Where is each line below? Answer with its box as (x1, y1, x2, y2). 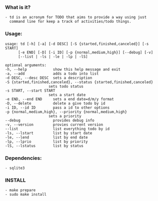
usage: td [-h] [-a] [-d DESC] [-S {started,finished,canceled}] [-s (5, 41, 149, 46)
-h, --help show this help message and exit (5, 67, 121, 72)
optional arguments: (5, 63, 47, 67)
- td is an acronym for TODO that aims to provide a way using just (5, 15, 147, 20)
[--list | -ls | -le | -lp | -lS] (18, 54, 88, 59)
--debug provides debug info (5, 118, 95, 123)
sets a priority (48, 114, 82, 118)
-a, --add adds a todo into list (5, 71, 99, 76)
